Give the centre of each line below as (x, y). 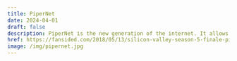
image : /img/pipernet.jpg (45, 46)
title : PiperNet (31, 14)
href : (15, 40)
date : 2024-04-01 (33, 20)
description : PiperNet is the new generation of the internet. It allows (118, 33)
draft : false (26, 27)
